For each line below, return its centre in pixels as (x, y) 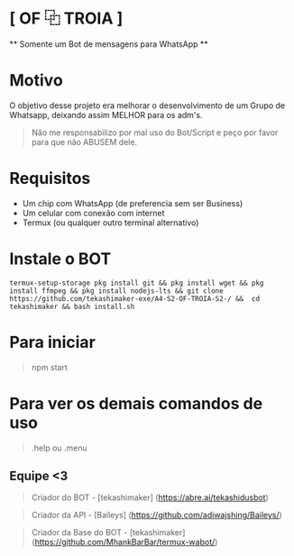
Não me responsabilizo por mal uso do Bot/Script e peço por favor (155, 132)
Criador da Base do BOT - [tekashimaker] (108, 533)
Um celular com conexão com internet (93, 213)
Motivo (36, 81)
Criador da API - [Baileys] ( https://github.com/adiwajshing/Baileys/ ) (156, 515)
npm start (49, 367)
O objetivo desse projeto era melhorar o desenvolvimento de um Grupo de (147, 105)
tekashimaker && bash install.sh (72, 306)
